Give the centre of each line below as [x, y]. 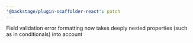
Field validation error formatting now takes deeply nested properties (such [97, 28]
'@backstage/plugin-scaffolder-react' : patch [63, 11]
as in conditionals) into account [44, 34]
